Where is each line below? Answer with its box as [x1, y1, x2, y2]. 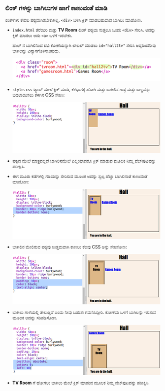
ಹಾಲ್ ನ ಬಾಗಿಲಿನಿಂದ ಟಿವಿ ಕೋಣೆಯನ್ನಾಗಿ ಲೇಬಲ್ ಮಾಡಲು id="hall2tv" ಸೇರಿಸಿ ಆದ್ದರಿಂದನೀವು [12, 42, 157, 48]
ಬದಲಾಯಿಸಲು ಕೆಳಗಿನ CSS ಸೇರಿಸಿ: [12, 92, 65, 98]
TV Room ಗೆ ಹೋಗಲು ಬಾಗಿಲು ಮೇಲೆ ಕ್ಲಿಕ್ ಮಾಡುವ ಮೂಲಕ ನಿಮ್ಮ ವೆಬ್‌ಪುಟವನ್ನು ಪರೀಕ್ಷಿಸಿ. [12, 380, 150, 386]
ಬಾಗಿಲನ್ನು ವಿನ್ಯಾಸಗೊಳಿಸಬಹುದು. [12, 48, 60, 54]
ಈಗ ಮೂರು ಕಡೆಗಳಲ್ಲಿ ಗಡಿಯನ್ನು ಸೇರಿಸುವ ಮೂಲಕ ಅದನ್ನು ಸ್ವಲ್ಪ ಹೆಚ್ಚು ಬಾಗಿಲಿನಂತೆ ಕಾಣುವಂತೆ [12, 173, 148, 179]
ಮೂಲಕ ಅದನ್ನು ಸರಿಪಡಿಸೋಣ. [12, 315, 58, 320]
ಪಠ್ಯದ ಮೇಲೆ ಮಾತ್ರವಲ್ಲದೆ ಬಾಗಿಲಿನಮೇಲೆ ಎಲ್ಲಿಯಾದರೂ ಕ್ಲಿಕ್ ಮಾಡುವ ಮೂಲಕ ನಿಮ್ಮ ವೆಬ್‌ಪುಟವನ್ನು [12, 158, 156, 164]
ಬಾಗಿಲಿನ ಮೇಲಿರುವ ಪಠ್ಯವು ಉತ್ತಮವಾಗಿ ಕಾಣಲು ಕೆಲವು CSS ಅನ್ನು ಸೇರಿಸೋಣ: [12, 244, 127, 249]
